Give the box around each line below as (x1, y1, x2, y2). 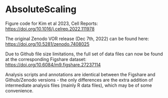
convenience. (5, 87, 34, 93)
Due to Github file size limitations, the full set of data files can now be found (5, 51, 163, 57)
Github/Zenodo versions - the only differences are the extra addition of (5, 77, 153, 83)
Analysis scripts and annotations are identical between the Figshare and (5, 71, 156, 77)
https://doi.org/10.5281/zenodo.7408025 (5, 41, 90, 47)
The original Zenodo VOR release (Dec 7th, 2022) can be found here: (5, 36, 149, 42)
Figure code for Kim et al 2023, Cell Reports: (5, 20, 98, 26)
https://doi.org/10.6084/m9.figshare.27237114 (5, 61, 101, 68)
